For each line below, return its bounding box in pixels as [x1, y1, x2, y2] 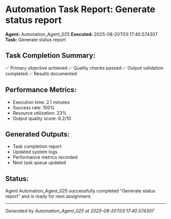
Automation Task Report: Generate [5, 4, 156, 15]
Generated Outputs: [5, 130, 70, 138]
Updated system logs [12, 149, 58, 155]
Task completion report [12, 143, 62, 149]
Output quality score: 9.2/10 [12, 115, 71, 121]
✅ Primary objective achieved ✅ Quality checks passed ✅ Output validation [5, 65, 164, 71]
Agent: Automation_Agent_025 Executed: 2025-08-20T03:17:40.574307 [5, 31, 158, 37]
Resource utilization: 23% [12, 110, 67, 116]
